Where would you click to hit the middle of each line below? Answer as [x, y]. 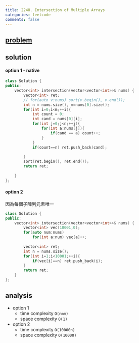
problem [19, 40]
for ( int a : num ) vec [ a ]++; [59, 237]
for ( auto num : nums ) [44, 233]
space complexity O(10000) [48, 335]
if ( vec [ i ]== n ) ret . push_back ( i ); [67, 261]
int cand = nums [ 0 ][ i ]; [57, 119]
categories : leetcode [28, 15]
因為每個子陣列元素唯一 [30, 204]
